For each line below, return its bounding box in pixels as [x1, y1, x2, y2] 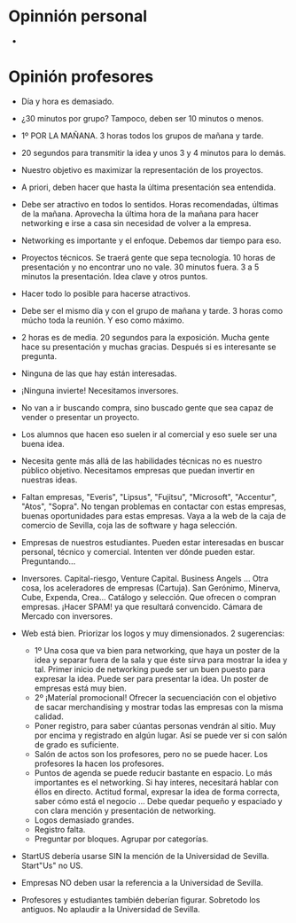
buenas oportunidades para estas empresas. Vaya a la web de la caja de [20, 510, 286, 520]
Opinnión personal [8, 6, 148, 27]
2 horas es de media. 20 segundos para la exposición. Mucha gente [20, 332, 269, 342]
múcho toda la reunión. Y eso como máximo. [20, 315, 185, 325]
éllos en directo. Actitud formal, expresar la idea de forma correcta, [34, 786, 280, 797]
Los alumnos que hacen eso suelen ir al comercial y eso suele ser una [20, 428, 277, 440]
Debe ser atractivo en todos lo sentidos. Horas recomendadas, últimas [20, 199, 279, 209]
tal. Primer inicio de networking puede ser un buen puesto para [34, 663, 266, 675]
